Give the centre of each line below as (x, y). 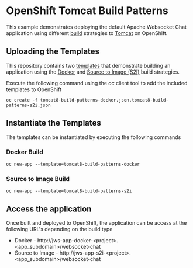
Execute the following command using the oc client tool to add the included (97, 83)
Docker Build (25, 152)
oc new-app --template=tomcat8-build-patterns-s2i (69, 191)
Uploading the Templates (53, 52)
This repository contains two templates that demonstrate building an (88, 65)
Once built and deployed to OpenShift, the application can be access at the (96, 222)
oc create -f (22, 100)
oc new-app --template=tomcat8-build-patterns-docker (73, 164)
